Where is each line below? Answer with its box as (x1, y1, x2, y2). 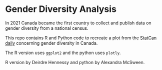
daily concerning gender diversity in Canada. (5, 40, 98, 46)
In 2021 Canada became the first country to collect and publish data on (5, 20, 151, 26)
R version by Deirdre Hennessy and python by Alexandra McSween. (5, 59, 145, 65)
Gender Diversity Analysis (5, 3, 116, 15)
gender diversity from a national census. (5, 25, 88, 31)
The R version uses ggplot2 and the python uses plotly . (5, 50, 121, 56)
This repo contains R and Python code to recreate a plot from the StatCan (5, 35, 157, 41)
